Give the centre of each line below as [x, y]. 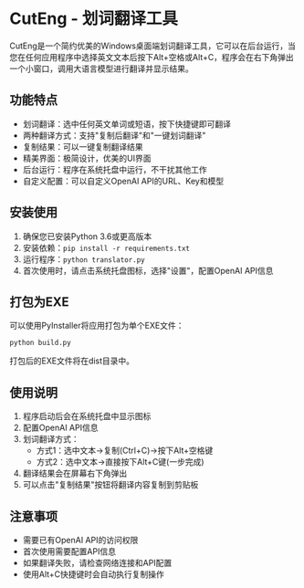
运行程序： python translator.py [84, 259]
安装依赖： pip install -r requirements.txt [106, 247]
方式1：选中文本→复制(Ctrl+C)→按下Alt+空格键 [125, 451]
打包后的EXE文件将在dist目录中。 [72, 361]
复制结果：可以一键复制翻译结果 [83, 146]
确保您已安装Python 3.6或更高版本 [87, 236]
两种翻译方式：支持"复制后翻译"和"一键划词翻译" [114, 135]
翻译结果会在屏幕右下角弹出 [75, 473]
